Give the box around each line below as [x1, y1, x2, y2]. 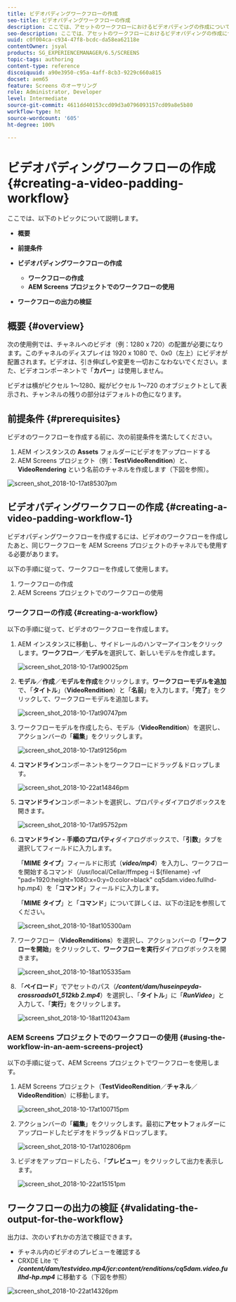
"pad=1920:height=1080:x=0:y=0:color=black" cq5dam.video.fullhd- [17, 876, 217, 884]
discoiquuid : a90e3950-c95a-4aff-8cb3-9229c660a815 [7, 69, 162, 76]
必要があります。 [13, 549, 63, 558]
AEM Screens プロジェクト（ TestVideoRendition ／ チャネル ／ [17, 1082, 198, 1091]
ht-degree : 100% [7, 121, 55, 129]
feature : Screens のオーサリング [7, 82, 98, 89]
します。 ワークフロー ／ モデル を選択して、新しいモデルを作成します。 [17, 649, 219, 657]
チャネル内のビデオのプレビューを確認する [17, 1248, 141, 1256]
